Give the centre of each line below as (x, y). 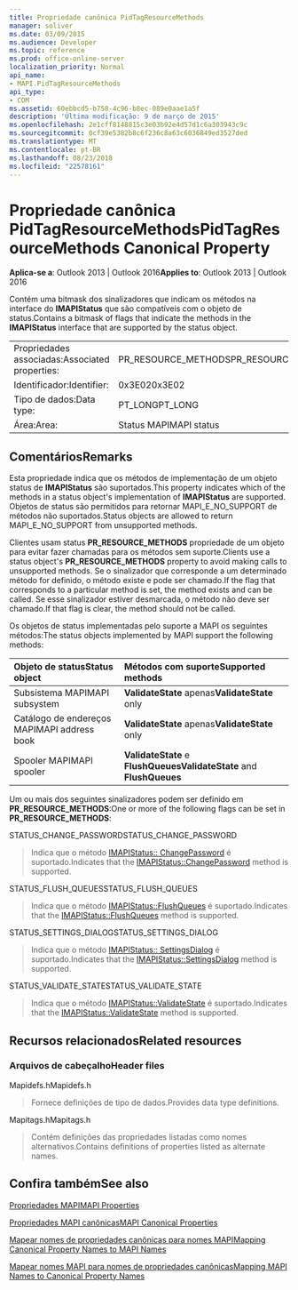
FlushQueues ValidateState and (190, 766)
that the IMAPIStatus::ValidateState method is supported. (135, 1013)
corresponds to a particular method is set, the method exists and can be (141, 590)
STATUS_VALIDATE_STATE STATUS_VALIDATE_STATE (106, 986)
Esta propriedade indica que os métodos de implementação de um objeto (143, 478)
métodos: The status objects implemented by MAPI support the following (141, 636)
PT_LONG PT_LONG (159, 405)
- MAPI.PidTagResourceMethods (65, 84)
